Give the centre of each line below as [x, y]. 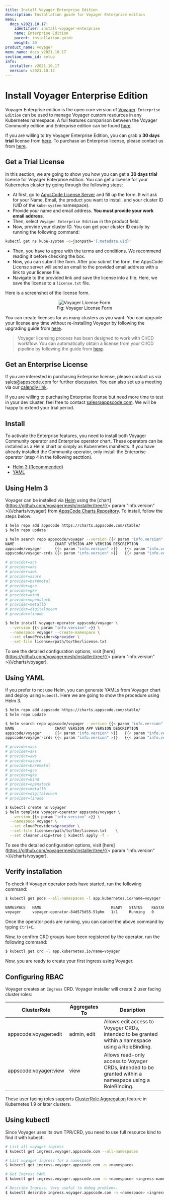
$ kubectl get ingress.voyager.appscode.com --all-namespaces [72, 1151]
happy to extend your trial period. [40, 408]
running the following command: [46, 232]
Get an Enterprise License [47, 365]
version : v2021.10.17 [32, 71]
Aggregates [84, 1007]
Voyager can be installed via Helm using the [51, 500]
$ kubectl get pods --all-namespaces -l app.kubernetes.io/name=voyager [83, 898]
